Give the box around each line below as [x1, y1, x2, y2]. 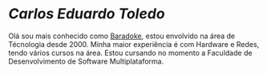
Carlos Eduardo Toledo [8, 5, 166, 23]
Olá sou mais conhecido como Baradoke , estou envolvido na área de [8, 31, 235, 41]
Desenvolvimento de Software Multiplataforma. [8, 56, 164, 66]
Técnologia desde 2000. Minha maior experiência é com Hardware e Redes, [8, 39, 260, 49]
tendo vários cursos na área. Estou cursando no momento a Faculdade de [8, 48, 253, 57]
